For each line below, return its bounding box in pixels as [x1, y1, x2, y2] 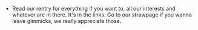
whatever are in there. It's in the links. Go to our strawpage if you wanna [12, 11, 192, 18]
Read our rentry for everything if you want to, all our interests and [12, 5, 176, 12]
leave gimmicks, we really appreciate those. [12, 18, 122, 24]
